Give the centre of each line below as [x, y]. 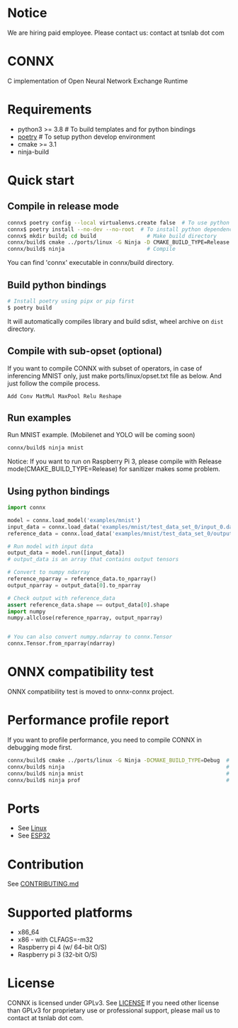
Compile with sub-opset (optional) [85, 351]
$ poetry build [30, 307]
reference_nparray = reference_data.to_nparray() [82, 579]
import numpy [27, 611]
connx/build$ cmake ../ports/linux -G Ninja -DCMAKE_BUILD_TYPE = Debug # [119, 760]
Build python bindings [57, 285]
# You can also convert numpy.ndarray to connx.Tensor [90, 637]
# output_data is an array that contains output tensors [93, 560]
